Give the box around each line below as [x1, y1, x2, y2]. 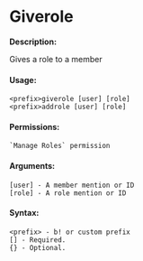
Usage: [9, 74, 38, 85]
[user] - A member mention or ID [9, 181, 135, 190]
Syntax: [9, 208, 40, 219]
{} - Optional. [9, 243, 67, 252]
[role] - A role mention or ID [9, 188, 127, 198]
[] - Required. [9, 235, 67, 245]
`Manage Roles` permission [9, 142, 111, 151]
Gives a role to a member [9, 53, 103, 64]
